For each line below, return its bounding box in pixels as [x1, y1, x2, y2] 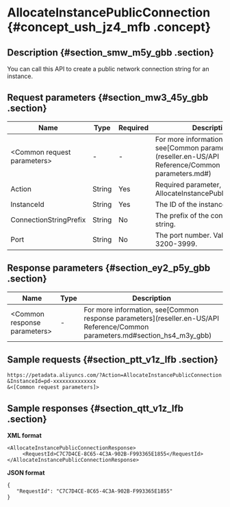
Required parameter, [155, 180, 221, 189]
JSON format [7, 469, 45, 477]
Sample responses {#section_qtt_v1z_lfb [7, 402, 183, 414]
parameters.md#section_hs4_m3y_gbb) [84, 330, 212, 340]
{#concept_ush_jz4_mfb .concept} [7, 19, 211, 35]
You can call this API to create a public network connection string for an [7, 65, 209, 73]
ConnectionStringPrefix [10, 214, 86, 224]
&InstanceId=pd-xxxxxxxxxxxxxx [7, 378, 97, 385]
